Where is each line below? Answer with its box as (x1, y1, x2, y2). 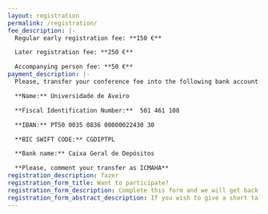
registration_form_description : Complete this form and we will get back (7, 186, 259, 194)
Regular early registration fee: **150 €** (14, 34, 162, 42)
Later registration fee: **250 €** (14, 49, 134, 57)
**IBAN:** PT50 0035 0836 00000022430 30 (14, 121, 155, 129)
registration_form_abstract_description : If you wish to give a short (7, 193, 248, 202)
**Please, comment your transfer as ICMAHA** (14, 164, 170, 172)
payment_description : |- (7, 70, 90, 78)
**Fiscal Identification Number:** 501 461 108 (14, 106, 180, 114)
